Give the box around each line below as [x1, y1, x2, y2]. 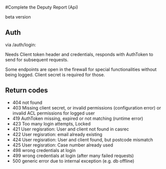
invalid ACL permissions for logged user [12, 110, 95, 116]
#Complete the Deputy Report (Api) [5, 4, 78, 10]
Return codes [5, 86, 48, 94]
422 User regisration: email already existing [12, 131, 102, 137]
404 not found [12, 99, 42, 105]
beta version [5, 14, 31, 19]
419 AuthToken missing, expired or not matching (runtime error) [12, 115, 143, 121]
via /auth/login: [5, 41, 36, 47]
